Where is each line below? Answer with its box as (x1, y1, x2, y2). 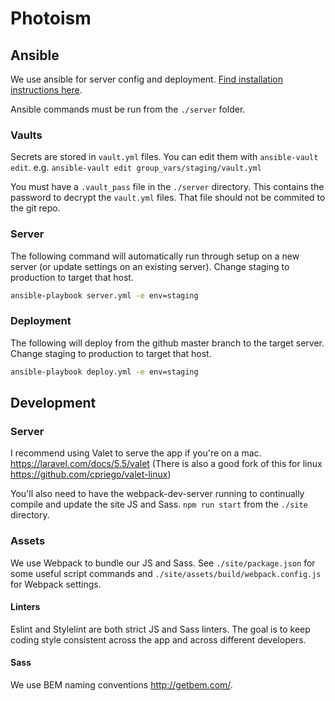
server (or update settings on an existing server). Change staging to (10, 260, 290, 272)
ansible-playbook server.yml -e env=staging (10, 290, 199, 301)
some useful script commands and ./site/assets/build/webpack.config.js (10, 567, 322, 579)
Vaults (10, 128, 43, 142)
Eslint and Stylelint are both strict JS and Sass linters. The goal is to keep (10, 623, 311, 635)
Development (10, 395, 97, 412)
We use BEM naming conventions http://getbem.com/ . (10, 679, 233, 691)
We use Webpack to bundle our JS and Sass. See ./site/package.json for (10, 557, 316, 569)
